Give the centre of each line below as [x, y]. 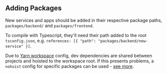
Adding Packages [34, 8]
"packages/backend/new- [123, 41]
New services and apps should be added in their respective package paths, [84, 20]
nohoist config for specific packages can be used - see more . [70, 66]
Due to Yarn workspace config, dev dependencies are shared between [79, 55]
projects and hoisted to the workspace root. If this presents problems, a [79, 61]
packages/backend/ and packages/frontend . [50, 25]
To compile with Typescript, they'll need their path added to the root [76, 35]
